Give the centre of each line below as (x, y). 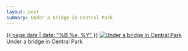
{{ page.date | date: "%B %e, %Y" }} (52, 35)
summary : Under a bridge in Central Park (60, 18)
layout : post (23, 12)
